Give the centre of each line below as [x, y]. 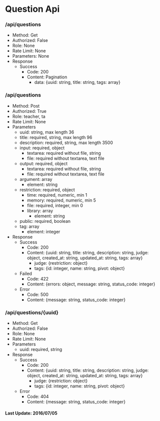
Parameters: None [31, 56]
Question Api [32, 9]
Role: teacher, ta [29, 116]
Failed [26, 273]
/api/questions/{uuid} [32, 313]
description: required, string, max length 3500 [66, 142]
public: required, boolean [45, 221]
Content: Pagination [47, 77]
